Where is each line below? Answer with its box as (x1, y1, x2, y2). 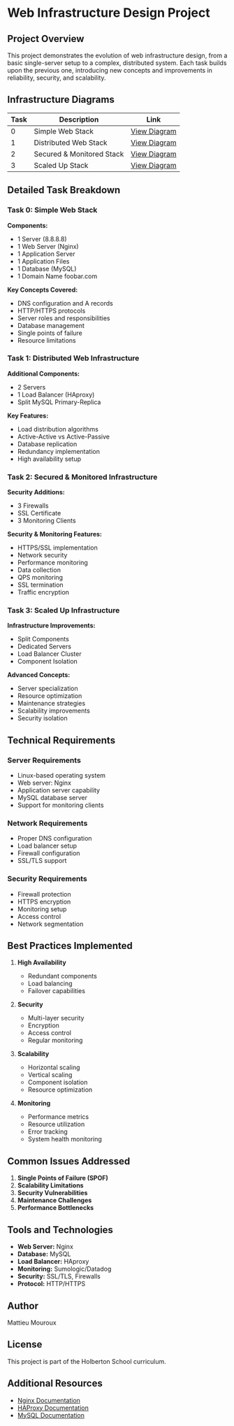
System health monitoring (27, 1135, 103, 1143)
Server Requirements (7, 755, 82, 765)
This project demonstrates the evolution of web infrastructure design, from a (7, 51, 228, 59)
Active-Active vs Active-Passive (17, 432, 110, 441)
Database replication (17, 439, 78, 448)
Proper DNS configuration (17, 834, 92, 843)
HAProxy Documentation (17, 1404, 89, 1412)
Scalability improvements (17, 706, 91, 715)
